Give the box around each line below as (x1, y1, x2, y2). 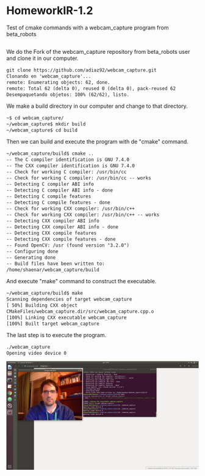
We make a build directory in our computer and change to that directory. (6, 102, 188, 110)
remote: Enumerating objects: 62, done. (6, 80, 111, 86)
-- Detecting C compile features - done (6, 199, 111, 206)
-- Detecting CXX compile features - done (6, 236, 116, 242)
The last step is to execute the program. (6, 332, 107, 339)
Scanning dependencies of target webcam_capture (6, 296, 132, 303)
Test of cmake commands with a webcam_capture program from (6, 24, 169, 31)
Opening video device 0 (6, 350, 67, 357)
